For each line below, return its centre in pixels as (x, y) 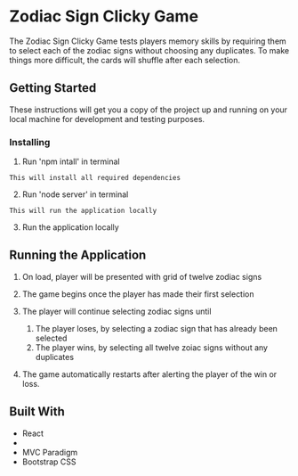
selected (51, 338)
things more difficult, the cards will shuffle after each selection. (125, 60)
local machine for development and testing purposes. (107, 119)
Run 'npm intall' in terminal (71, 161)
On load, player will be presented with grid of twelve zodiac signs (142, 276)
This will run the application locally (83, 211)
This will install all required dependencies (95, 178)
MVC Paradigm (50, 452)
